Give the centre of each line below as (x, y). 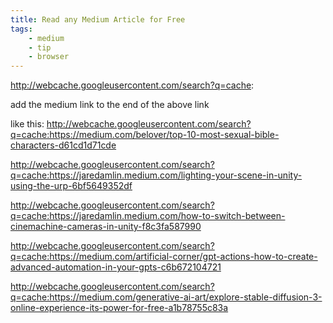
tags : (21, 29)
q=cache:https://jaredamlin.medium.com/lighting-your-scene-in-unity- (156, 175)
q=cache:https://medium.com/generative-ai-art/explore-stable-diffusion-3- (166, 297)
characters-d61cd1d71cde (63, 145)
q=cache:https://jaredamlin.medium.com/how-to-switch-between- (148, 216)
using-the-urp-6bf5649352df (71, 186)
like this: (27, 124)
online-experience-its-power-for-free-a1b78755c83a (119, 308)
